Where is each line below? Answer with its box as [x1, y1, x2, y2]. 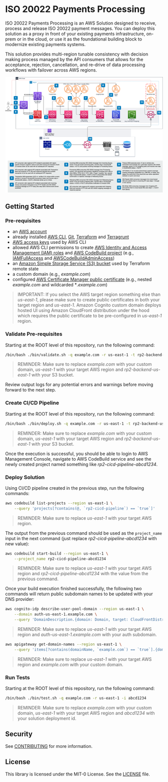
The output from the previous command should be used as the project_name [5, 530, 162, 536]
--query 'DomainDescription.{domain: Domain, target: [14, 617, 128, 622]
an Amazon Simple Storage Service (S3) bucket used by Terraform [12, 260, 150, 266]
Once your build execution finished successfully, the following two [5, 586, 142, 592]
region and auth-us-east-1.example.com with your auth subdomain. [17, 632, 157, 638]
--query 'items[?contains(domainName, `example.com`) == [14, 647, 135, 652]
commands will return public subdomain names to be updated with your [5, 591, 153, 597]
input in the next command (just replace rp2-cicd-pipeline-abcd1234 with [5, 535, 157, 541]
